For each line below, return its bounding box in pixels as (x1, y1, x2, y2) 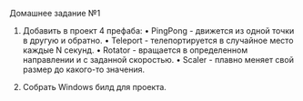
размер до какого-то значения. (22, 64, 146, 75)
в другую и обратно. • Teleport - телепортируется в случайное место (22, 35, 294, 45)
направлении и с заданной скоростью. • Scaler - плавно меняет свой (22, 55, 294, 65)
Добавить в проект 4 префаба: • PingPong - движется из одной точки (22, 25, 295, 35)
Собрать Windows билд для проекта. (22, 82, 167, 92)
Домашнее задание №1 (9, 8, 101, 18)
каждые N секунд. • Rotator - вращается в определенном (22, 45, 248, 56)
